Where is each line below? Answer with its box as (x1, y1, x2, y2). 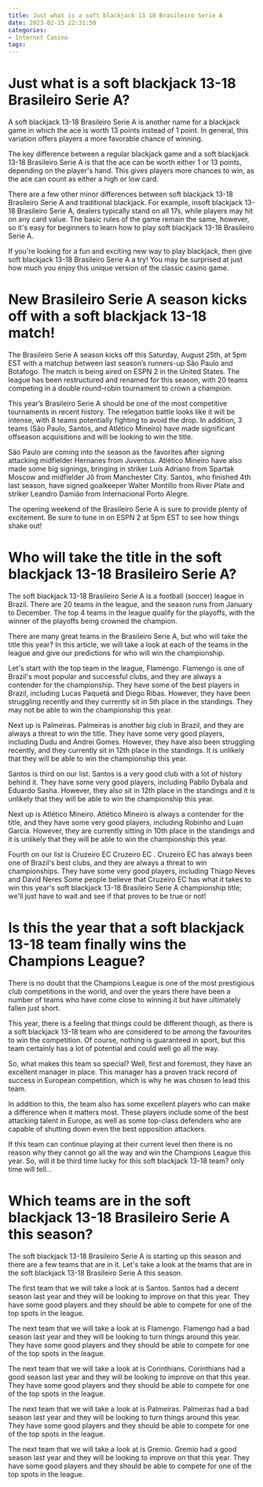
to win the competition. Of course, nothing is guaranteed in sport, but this (8, 1035, 246, 1045)
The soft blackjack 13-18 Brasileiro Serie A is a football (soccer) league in (8, 591, 245, 600)
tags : (8, 41, 26, 49)
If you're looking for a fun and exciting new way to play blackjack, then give (8, 247, 253, 256)
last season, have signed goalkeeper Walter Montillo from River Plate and (8, 481, 245, 490)
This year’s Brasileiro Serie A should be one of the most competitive (8, 398, 228, 408)
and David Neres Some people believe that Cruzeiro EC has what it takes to (8, 874, 252, 884)
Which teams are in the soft (8, 1192, 191, 1210)
